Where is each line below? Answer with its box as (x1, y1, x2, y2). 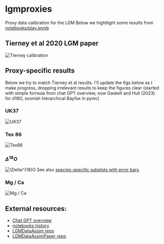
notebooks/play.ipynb (5, 25, 49, 30)
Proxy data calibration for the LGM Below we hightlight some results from (5, 20, 154, 26)
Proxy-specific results (5, 66, 75, 75)
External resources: (5, 204, 67, 213)
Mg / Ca (5, 179, 25, 185)
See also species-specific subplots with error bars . (36, 166, 140, 173)
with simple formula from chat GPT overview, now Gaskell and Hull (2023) (5, 90, 155, 96)
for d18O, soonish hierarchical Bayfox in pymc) (5, 95, 100, 101)
